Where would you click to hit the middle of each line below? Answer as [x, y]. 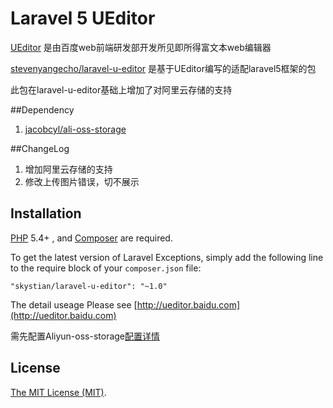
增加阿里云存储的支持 [68, 169]
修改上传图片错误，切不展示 [82, 181]
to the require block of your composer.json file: [106, 268]
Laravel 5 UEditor [83, 18]
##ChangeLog [40, 148]
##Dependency [42, 109]
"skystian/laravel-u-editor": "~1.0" [89, 286]
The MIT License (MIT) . [58, 392]
